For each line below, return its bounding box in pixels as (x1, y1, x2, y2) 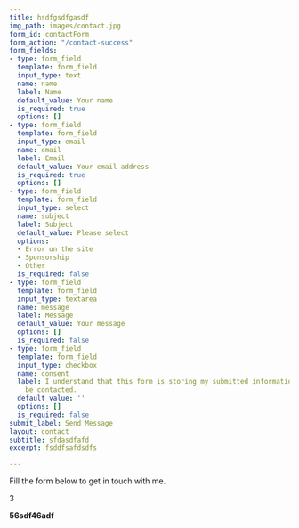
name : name (17, 79, 58, 88)
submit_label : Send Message (9, 418, 114, 427)
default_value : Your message (17, 320, 125, 329)
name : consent (17, 369, 69, 378)
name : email (17, 145, 62, 154)
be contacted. (25, 386, 77, 394)
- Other (17, 262, 46, 271)
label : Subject (17, 220, 74, 229)
